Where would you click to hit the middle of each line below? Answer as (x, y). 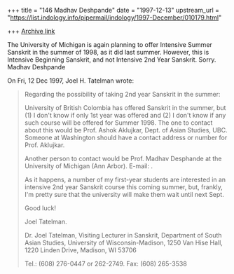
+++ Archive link (31, 31)
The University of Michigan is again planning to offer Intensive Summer (110, 44)
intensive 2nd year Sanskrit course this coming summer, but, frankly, (123, 187)
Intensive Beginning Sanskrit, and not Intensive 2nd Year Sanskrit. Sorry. (112, 60)
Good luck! (40, 208)
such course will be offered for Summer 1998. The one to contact (118, 123)
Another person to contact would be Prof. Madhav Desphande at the (123, 158)
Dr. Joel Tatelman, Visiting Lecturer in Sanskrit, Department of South (123, 235)
